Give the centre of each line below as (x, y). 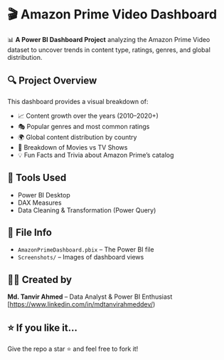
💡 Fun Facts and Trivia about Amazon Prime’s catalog (96, 155)
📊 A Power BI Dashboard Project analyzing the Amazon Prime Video (109, 39)
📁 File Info (30, 232)
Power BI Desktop (44, 195)
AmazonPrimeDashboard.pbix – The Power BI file (86, 250)
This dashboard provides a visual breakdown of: (78, 101)
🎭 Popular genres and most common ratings (84, 126)
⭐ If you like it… (43, 328)
